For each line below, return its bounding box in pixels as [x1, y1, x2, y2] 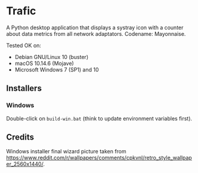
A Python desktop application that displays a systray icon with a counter [6, 24, 184, 31]
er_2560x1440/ [6, 160, 44, 168]
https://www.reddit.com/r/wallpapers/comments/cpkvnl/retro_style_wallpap [6, 154, 192, 162]
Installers [6, 84, 42, 94]
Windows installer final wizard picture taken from [6, 148, 126, 155]
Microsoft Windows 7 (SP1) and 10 [14, 66, 100, 73]
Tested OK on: [6, 42, 42, 49]
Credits [6, 132, 35, 143]
